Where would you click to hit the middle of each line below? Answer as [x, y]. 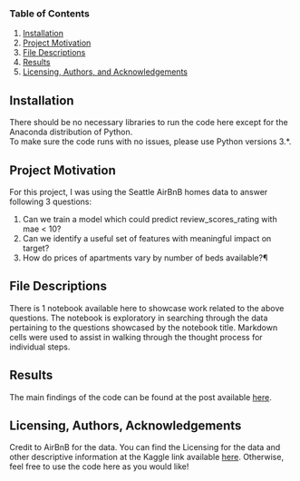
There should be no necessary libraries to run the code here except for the [149, 123]
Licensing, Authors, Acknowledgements [126, 425]
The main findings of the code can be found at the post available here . [140, 397]
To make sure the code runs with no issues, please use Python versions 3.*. [150, 142]
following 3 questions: [51, 201]
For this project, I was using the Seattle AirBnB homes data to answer [139, 191]
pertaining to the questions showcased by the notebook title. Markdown [144, 327]
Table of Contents [50, 14]
